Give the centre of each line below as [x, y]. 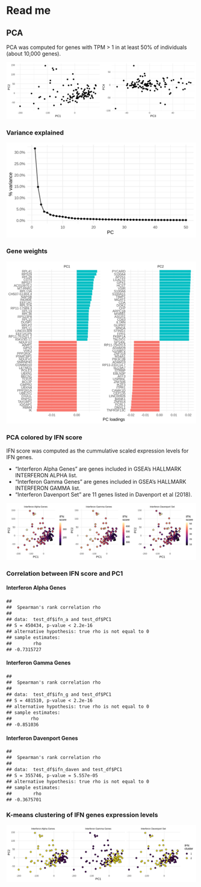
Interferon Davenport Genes [42, 738]
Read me [29, 11]
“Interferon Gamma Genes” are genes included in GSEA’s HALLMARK [100, 482]
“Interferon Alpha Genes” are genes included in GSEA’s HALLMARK [98, 469]
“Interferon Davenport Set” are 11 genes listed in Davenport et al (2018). [104, 494]
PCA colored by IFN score [44, 437]
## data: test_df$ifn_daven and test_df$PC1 [64, 770]
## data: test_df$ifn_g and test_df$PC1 [59, 695]
